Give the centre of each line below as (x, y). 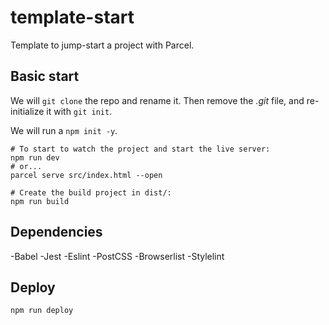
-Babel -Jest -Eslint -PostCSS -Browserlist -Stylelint (117, 256)
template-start (72, 17)
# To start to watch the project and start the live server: (140, 149)
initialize (27, 111)
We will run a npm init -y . (64, 130)
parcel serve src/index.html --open (86, 175)
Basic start (45, 76)
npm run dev (35, 157)
